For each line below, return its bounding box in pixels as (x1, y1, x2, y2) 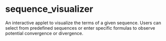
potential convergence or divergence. (5, 30, 83, 36)
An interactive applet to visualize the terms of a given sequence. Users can (5, 20, 161, 26)
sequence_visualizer (5, 3, 93, 15)
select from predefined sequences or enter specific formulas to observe (5, 25, 155, 31)
